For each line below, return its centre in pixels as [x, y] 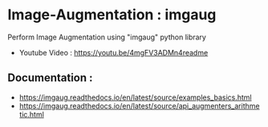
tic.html [32, 114]
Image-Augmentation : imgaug [112, 15]
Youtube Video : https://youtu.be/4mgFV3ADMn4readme [114, 52]
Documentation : [50, 78]
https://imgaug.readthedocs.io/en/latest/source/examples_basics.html [135, 97]
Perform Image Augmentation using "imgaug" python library [107, 37]
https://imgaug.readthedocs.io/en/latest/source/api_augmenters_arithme [139, 105]
